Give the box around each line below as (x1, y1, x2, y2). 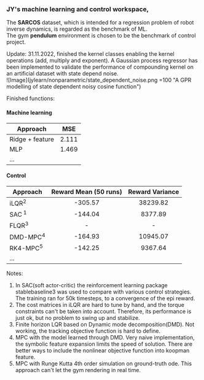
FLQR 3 (9, 220, 29, 230)
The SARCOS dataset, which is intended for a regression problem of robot (6, 19, 194, 26)
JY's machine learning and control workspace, (6, 5, 149, 14)
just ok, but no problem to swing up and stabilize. (15, 314, 140, 322)
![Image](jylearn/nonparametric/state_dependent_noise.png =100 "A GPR (6, 76, 192, 84)
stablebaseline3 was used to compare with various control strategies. (15, 288, 192, 296)
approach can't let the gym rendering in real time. (15, 366, 141, 374)
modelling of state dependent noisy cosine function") (6, 83, 141, 90)
